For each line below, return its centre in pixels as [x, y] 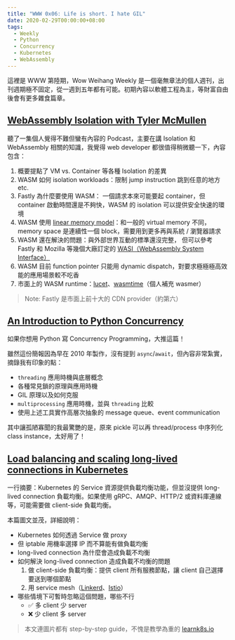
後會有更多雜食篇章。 [38, 98]
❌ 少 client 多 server [57, 614]
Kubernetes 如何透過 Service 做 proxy [72, 535]
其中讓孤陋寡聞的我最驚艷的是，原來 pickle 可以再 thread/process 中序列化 [115, 427]
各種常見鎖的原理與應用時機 [58, 386]
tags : [15, 27]
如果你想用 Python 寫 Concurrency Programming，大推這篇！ [96, 339]
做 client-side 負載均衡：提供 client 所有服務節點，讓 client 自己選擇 [126, 570]
